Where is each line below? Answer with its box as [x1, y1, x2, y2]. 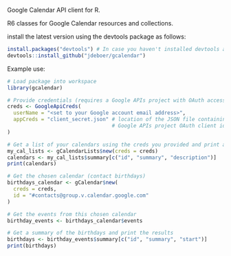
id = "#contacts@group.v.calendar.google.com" [13, 192, 149, 199]
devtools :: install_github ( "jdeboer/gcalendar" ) [7, 52, 146, 59]
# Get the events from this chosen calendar [7, 211, 137, 217]
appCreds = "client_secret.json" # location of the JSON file [13, 116, 195, 123]
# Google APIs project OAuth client [111, 122, 217, 129]
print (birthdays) [7, 242, 57, 250]
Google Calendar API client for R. [7, 6, 101, 14]
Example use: [7, 65, 46, 73]
